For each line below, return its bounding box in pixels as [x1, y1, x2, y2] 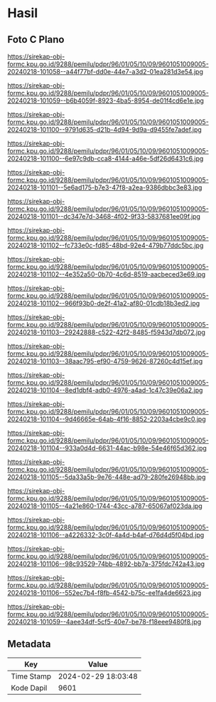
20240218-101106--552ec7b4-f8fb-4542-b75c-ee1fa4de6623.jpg [7, 589, 201, 597]
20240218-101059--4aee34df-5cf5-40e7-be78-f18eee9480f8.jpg [7, 618, 202, 626]
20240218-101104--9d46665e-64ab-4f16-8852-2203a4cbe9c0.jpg [7, 415, 206, 423]
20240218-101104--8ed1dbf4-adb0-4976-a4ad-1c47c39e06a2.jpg [7, 386, 203, 394]
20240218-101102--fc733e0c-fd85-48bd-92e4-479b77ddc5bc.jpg [7, 241, 204, 249]
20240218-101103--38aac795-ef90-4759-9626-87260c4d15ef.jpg [7, 357, 203, 365]
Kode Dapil [11, 683, 48, 693]
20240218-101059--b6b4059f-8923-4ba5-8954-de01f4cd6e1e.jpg [7, 96, 205, 105]
